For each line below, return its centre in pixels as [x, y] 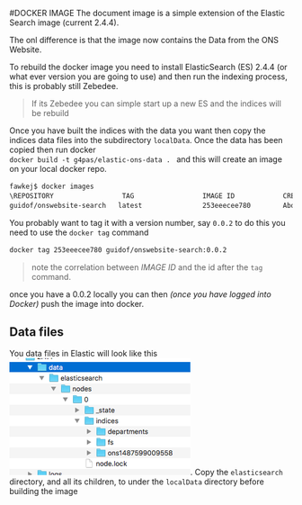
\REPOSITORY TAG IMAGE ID [122, 196]
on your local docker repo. [58, 169]
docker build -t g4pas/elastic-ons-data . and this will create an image [146, 159]
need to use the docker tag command [79, 232]
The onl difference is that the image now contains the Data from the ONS [144, 40]
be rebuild [50, 113]
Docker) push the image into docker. [77, 303]
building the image [44, 491]
